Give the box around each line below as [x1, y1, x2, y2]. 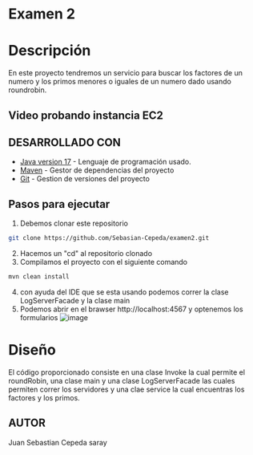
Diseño [8, 341, 56, 360]
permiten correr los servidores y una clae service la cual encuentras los [8, 384, 245, 394]
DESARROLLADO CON [8, 136, 122, 149]
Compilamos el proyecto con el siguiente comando [19, 258, 188, 267]
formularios [19, 312, 58, 322]
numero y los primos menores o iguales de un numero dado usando [8, 77, 232, 87]
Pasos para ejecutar [8, 197, 110, 211]
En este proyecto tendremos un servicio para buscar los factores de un [8, 68, 243, 78]
